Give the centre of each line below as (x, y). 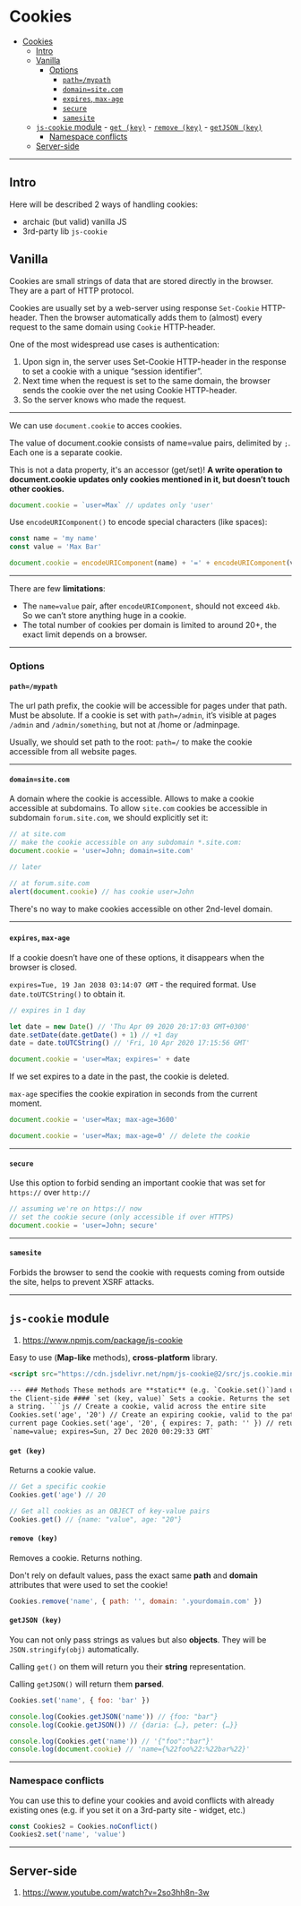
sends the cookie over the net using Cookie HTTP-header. (129, 390)
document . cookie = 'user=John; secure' (84, 1225)
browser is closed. (43, 967)
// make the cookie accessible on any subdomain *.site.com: (126, 843)
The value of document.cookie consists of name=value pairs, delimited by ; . (150, 443)
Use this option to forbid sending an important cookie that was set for (138, 1183)
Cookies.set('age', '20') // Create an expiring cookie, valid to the (144, 1415)
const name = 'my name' (54, 539)
